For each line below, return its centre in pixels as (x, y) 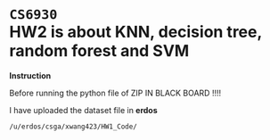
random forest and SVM (99, 51)
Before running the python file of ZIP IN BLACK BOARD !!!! (115, 93)
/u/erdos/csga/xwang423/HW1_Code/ (74, 127)
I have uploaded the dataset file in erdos (83, 110)
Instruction (30, 75)
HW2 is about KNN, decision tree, (136, 32)
